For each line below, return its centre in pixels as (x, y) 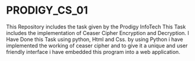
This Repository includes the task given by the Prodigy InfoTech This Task (96, 27)
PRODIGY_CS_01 (47, 10)
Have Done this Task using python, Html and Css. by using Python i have (95, 39)
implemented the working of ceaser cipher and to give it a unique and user (97, 46)
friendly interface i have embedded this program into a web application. (93, 52)
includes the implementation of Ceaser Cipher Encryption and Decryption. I (97, 33)
